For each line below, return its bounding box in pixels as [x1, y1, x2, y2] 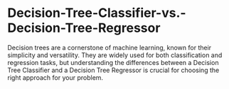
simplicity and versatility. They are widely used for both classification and [7, 51, 223, 59]
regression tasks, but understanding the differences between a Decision [7, 58, 219, 66]
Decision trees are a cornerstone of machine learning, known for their [7, 43, 212, 52]
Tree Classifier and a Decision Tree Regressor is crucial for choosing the [7, 66, 220, 74]
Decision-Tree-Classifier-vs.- [7, 5, 186, 21]
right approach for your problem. [7, 73, 104, 82]
